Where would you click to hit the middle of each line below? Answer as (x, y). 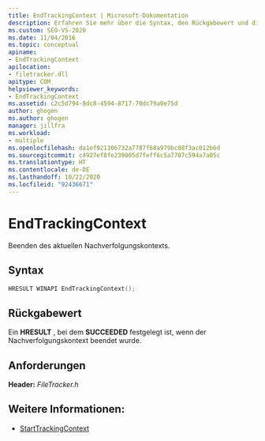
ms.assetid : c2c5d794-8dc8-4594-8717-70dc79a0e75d (93, 104)
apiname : (22, 52)
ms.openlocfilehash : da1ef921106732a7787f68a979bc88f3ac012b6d (114, 148)
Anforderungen (47, 366)
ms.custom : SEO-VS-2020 (47, 30)
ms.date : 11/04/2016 (42, 38)
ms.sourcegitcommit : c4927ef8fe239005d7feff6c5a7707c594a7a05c (114, 155)
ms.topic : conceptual (44, 45)
